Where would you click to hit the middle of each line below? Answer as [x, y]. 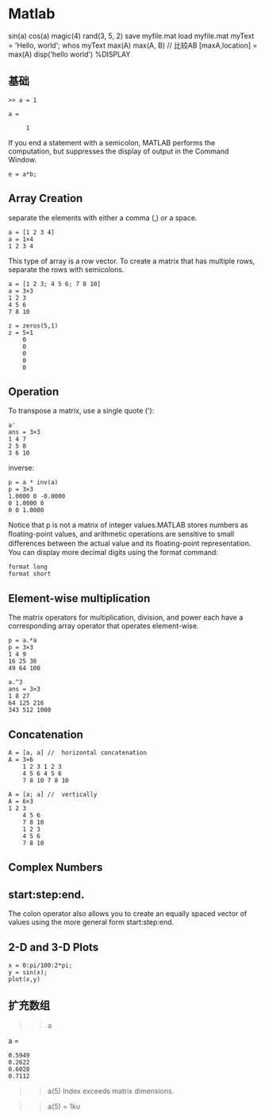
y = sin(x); [28, 972]
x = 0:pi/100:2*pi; [40, 966]
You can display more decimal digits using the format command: [113, 553]
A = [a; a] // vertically [53, 794]
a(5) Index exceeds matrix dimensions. [111, 1091]
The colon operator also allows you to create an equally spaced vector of [128, 914]
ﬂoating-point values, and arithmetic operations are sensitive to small [121, 534]
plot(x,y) [25, 980]
